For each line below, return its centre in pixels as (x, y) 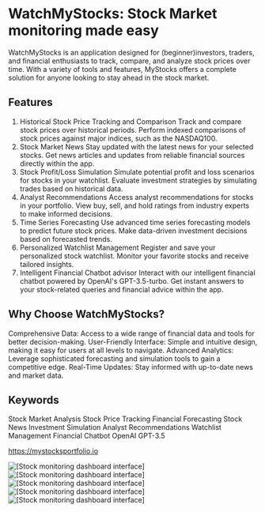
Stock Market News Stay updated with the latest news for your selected (136, 146)
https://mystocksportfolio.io (53, 451)
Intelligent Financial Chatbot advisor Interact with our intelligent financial (137, 273)
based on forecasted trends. (66, 239)
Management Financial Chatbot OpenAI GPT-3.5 (87, 436)
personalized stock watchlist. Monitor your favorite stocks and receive (134, 256)
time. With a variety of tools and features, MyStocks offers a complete (123, 69)
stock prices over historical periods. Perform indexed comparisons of (132, 130)
